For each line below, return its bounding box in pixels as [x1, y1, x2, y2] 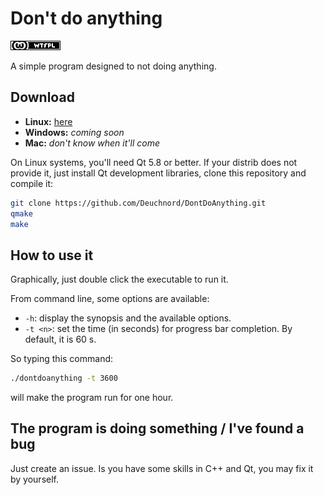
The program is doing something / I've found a [10, 420, 305, 437]
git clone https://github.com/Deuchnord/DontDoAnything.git [10, 198, 267, 208]
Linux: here [24, 115, 73, 127]
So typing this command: [10, 353, 114, 365]
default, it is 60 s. [24, 333, 97, 346]
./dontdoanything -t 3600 [10, 373, 118, 384]
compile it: [10, 177, 54, 189]
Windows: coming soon [24, 126, 125, 138]
